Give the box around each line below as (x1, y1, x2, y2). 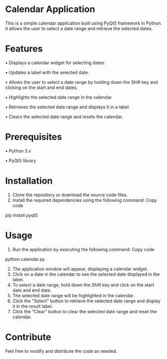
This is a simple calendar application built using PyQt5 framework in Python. (5, 20, 162, 26)
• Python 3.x (5, 148, 31, 154)
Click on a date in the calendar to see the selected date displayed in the (12, 271, 160, 277)
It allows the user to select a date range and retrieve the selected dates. (5, 25, 153, 31)
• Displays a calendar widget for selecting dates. (5, 59, 106, 66)
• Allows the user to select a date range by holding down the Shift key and (5, 79, 158, 85)
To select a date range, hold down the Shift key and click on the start (12, 282, 154, 288)
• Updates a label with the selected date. (5, 69, 89, 75)
